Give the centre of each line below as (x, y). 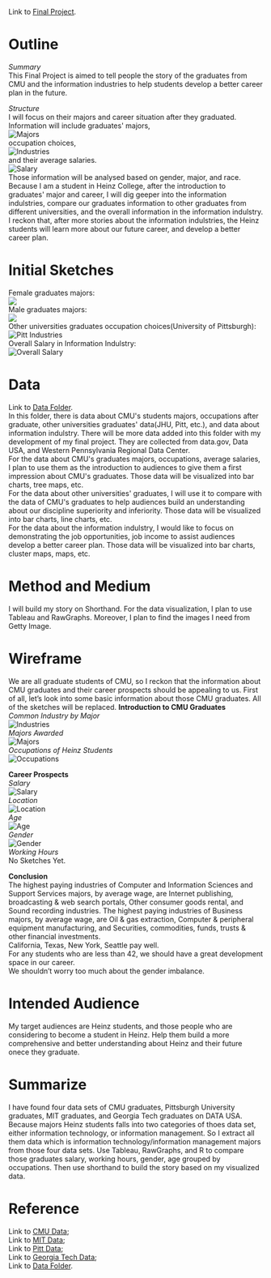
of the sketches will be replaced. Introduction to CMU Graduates (117, 707)
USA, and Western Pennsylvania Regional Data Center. (99, 450)
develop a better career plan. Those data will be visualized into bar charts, (132, 545)
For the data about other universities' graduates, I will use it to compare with (135, 493)
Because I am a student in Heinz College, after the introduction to (117, 186)
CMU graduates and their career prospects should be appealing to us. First (133, 690)
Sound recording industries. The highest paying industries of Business (125, 910)
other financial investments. (55, 936)
